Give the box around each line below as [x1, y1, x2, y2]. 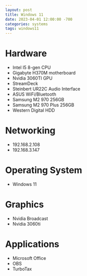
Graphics [5, 199, 44, 211]
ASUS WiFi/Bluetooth [12, 91, 56, 97]
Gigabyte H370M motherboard [12, 70, 76, 76]
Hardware [5, 48, 47, 59]
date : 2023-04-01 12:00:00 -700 [5, 17, 72, 22]
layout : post [5, 7, 32, 13]
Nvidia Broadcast [12, 215, 48, 222]
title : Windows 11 [5, 12, 43, 17]
